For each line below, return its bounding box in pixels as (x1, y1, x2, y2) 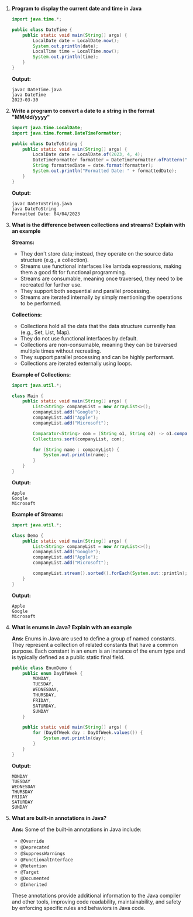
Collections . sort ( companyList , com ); (33, 436, 125, 442)
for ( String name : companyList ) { (33, 447, 120, 453)
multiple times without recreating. (20, 347, 101, 354)
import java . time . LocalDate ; (11, 125, 83, 130)
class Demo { (11, 532, 44, 539)
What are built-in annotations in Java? (11, 814, 107, 821)
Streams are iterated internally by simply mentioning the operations (20, 294, 182, 301)
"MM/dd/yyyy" (11, 113, 50, 120)
